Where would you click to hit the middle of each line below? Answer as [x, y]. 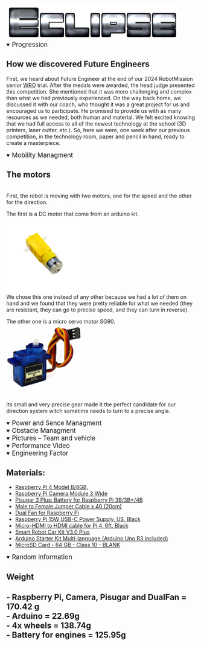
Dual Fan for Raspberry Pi [47, 513]
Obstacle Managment [44, 430]
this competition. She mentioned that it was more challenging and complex [99, 91]
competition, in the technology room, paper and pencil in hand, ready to [96, 136]
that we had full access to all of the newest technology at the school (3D [96, 123]
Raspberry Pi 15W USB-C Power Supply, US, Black [78, 519]
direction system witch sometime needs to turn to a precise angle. [88, 411]
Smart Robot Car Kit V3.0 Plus [52, 532]
